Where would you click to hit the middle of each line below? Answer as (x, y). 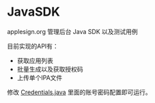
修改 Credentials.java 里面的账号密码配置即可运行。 (79, 92)
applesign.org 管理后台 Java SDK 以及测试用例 (72, 31)
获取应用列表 (35, 60)
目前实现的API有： (33, 46)
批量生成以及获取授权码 (50, 69)
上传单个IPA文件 (40, 77)
